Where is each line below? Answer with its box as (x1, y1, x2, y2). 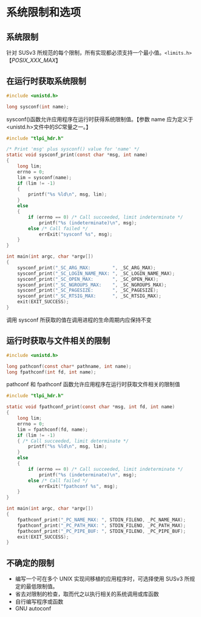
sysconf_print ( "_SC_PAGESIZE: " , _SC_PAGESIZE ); (17, 287, 159, 294)
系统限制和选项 (6, 5, 81, 19)
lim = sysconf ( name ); (17, 174, 72, 180)
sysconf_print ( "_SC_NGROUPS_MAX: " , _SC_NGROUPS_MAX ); (17, 281, 167, 288)
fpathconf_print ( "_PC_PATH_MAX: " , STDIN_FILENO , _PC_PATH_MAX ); (17, 522, 186, 529)
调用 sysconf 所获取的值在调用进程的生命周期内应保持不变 (6, 316, 152, 323)
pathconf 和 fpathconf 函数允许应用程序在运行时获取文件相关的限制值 (6, 381, 180, 388)
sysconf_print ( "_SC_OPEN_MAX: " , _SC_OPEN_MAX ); (17, 276, 159, 282)
